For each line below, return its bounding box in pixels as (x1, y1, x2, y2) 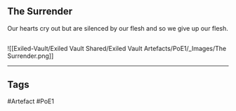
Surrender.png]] (7, 52, 54, 60)
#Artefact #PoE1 (7, 97, 55, 105)
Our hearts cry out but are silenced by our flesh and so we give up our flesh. (7, 24, 228, 32)
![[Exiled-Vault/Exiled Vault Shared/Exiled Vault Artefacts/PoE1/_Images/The (7, 45, 227, 53)
